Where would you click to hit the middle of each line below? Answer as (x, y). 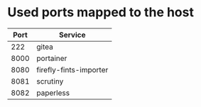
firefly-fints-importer (72, 69)
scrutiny (50, 81)
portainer (52, 58)
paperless (53, 93)
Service (72, 35)
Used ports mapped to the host (101, 12)
